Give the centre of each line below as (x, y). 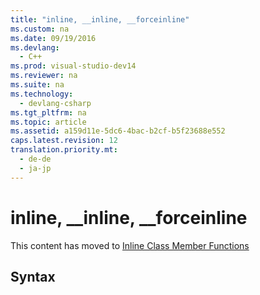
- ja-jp (35, 168)
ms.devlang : (35, 47)
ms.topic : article (48, 122)
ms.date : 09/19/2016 (53, 38)
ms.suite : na (37, 85)
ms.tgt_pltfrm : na (48, 112)
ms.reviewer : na (44, 76)
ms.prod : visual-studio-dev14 (73, 66)
